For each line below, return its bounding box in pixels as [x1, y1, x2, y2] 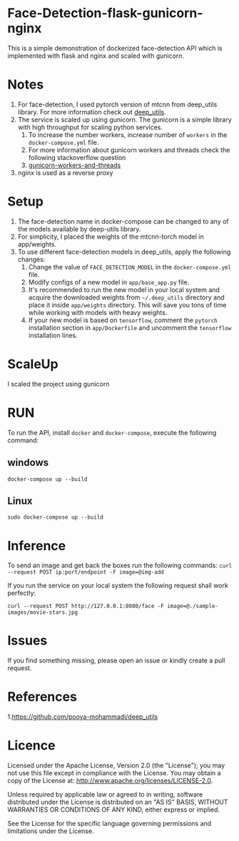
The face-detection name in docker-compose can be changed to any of [17, 217, 230, 226]
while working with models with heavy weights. [28, 308, 168, 317]
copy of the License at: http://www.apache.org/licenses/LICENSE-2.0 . [7, 777, 213, 785]
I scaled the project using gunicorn [7, 379, 110, 388]
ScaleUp [7, 356, 59, 372]
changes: [17, 255, 46, 264]
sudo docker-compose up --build [7, 514, 103, 521]
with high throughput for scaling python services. [17, 123, 163, 131]
